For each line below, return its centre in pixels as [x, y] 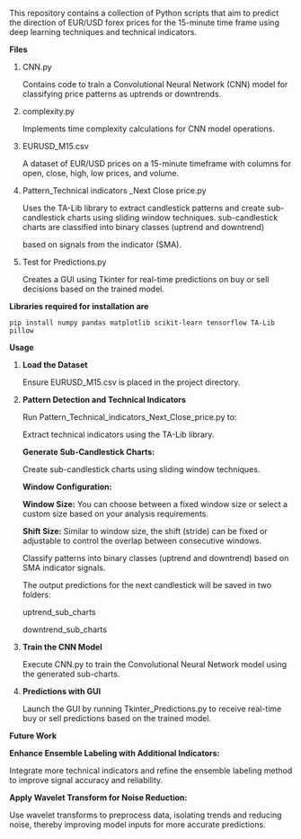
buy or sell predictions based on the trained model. [117, 718]
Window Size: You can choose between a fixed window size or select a [155, 504]
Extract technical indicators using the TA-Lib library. [118, 434]
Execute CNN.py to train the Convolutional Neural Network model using [155, 664]
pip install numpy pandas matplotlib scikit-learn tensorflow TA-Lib [142, 323]
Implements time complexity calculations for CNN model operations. [149, 129]
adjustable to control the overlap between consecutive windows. [142, 540]
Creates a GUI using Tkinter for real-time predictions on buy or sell [146, 279]
